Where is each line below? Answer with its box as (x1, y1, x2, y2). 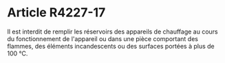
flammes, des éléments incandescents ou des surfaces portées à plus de (7, 42, 215, 50)
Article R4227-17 (7, 5, 106, 21)
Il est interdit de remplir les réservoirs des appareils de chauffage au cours (7, 27, 218, 36)
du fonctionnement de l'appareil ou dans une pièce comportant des (7, 34, 198, 42)
